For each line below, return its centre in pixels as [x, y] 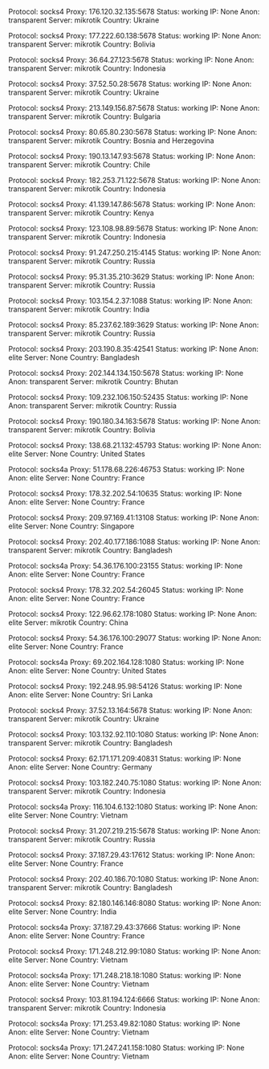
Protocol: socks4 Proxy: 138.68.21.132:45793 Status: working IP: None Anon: [135, 445]
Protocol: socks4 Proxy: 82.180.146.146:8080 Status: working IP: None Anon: [135, 903]
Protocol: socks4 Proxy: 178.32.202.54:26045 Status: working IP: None [126, 590]
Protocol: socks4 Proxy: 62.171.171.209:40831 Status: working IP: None [125, 759]
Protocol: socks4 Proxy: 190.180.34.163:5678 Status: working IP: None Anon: [134, 421]
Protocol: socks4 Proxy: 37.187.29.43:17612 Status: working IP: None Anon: [132, 855]
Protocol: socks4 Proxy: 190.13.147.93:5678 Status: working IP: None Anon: [132, 156]
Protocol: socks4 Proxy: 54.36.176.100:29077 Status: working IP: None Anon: [135, 638]
